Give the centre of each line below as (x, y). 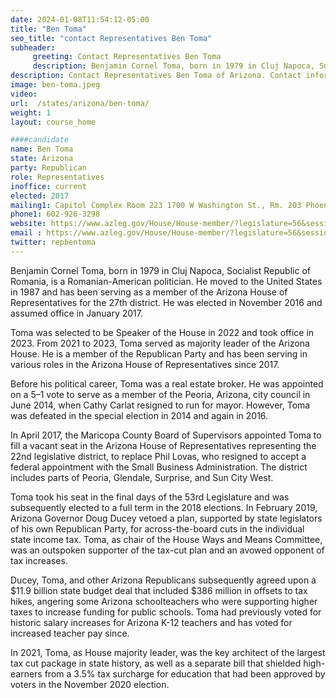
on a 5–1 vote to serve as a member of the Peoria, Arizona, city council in (160, 394)
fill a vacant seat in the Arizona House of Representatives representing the (163, 445)
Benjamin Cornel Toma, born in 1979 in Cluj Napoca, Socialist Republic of (160, 270)
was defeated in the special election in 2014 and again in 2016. (139, 415)
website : (28, 224)
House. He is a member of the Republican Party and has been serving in (159, 353)
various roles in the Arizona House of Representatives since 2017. (145, 364)
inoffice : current (48, 186)
